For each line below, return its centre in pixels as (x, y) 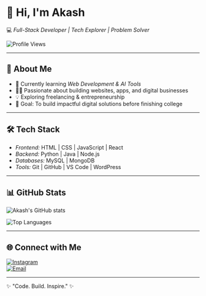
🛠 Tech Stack (33, 130)
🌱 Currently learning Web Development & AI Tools (78, 84)
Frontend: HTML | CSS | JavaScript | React (69, 147)
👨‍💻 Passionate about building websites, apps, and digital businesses (102, 90)
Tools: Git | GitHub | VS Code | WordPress (68, 167)
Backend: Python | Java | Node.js (57, 154)
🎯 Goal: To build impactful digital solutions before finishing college (99, 104)
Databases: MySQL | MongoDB (55, 160)
